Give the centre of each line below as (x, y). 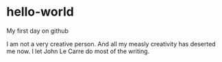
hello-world (40, 12)
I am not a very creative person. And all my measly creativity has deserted (111, 44)
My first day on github (38, 31)
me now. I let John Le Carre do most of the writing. (78, 51)
